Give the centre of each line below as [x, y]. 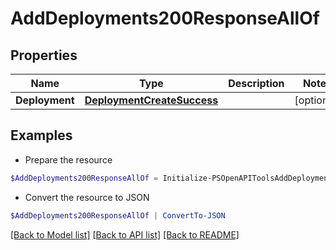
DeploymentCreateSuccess [151, 100]
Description [256, 83]
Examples [41, 135]
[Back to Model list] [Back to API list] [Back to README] [125, 234]
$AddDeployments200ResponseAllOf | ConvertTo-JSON [118, 215]
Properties [44, 55]
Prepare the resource [68, 159]
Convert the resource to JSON [87, 197]
